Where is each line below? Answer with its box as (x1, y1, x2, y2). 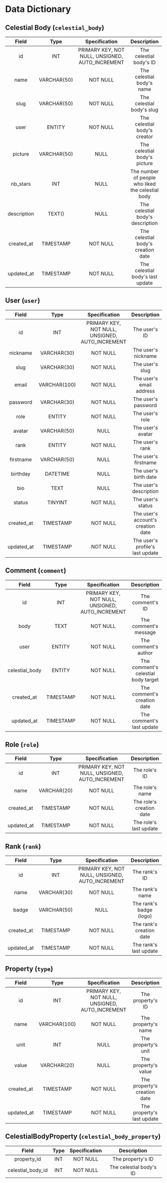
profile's (136, 543, 155, 550)
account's (134, 516, 158, 523)
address (136, 387, 155, 394)
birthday (10, 470, 31, 477)
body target (131, 676, 159, 683)
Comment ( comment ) (5, 567, 67, 575)
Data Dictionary (5, 3, 71, 15)
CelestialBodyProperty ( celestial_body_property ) (5, 1132, 161, 1141)
